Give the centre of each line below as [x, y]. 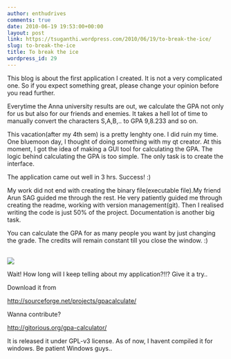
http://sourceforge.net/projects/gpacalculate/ [72, 300]
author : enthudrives [37, 13]
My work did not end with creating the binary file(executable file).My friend [114, 190]
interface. [21, 164]
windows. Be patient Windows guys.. [60, 348]
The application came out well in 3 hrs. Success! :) [79, 177]
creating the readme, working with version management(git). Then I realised [115, 205]
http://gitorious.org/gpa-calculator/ [57, 327]
